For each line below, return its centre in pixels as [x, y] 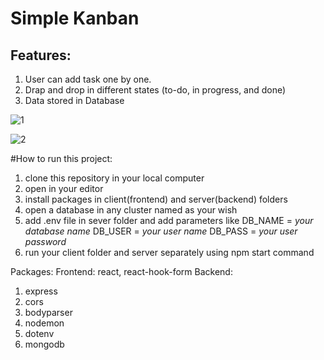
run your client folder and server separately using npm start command [169, 252]
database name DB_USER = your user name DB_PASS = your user [161, 231]
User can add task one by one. [88, 79]
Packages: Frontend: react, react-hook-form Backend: [121, 271]
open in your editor [64, 188]
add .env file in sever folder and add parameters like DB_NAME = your [169, 220]
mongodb [44, 344]
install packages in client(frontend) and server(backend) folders [156, 199]
